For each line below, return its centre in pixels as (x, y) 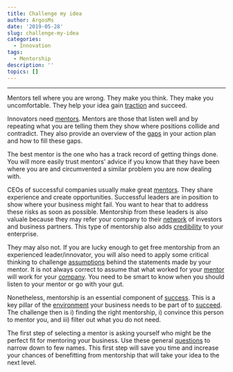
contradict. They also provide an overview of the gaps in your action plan (112, 133)
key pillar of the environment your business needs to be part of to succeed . (115, 305)
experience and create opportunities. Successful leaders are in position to (113, 197)
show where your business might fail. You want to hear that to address (108, 204)
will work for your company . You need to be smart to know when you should (116, 276)
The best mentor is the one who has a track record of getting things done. (113, 154)
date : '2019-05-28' (35, 26)
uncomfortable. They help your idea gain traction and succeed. (97, 105)
